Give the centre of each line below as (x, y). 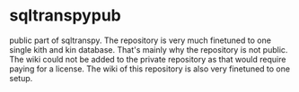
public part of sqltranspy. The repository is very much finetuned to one (141, 40)
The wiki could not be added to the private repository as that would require (148, 59)
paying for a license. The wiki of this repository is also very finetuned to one (149, 69)
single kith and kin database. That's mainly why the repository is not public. (149, 49)
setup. (21, 78)
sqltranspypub (65, 16)
